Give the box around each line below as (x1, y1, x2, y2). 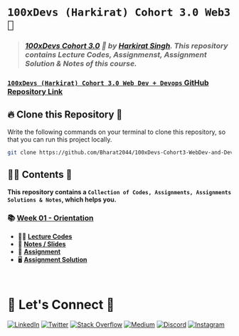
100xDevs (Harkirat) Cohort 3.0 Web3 (7, 6, 231, 19)
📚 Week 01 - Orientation (7, 213, 94, 223)
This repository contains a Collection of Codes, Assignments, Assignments (7, 187, 232, 196)
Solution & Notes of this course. (24, 59, 137, 69)
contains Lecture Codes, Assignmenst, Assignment (24, 50, 208, 60)
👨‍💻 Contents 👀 (7, 169, 73, 181)
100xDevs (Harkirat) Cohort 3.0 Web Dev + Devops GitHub (7, 78, 209, 88)
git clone (7, 149, 37, 156)
